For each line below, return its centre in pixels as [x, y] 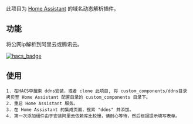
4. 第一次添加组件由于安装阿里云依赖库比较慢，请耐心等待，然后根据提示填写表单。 [93, 116]
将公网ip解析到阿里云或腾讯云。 [44, 44]
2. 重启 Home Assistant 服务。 [42, 103]
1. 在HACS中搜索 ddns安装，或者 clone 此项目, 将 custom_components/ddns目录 [97, 91]
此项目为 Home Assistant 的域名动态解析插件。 [62, 9]
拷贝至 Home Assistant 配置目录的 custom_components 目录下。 [78, 97]
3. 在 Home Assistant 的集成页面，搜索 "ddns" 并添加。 [70, 110]
